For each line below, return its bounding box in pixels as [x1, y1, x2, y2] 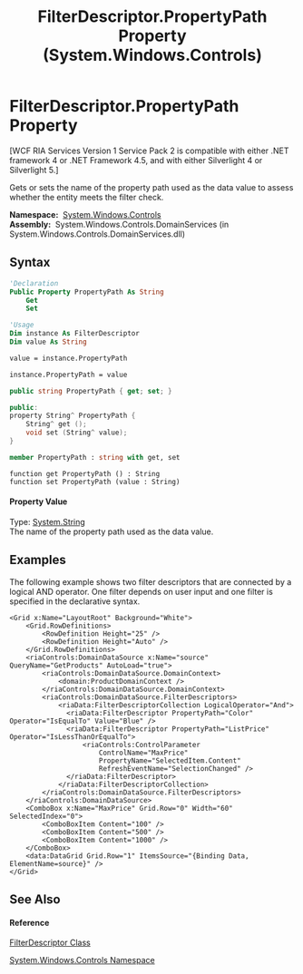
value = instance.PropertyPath [9, 354, 128, 363]
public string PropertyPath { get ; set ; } [9, 386, 172, 395]
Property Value [9, 496, 68, 507]
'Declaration [9, 278, 59, 287]
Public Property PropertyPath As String [9, 287, 165, 297]
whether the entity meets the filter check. [9, 191, 164, 202]
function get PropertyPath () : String [9, 469, 161, 478]
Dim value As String [9, 337, 88, 346]
